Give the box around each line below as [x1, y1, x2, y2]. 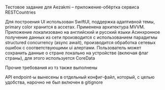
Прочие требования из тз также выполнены [5, 65, 98, 70]
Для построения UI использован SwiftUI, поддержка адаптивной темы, [5, 19, 155, 24]
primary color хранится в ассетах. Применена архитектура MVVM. [5, 24, 145, 30]
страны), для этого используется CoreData [5, 55, 95, 61]
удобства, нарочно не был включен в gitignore [5, 79, 103, 85]
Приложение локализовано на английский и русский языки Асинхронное [5, 29, 160, 35]
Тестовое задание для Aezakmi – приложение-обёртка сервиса [5, 4, 139, 10]
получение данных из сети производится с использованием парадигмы [5, 34, 158, 40]
